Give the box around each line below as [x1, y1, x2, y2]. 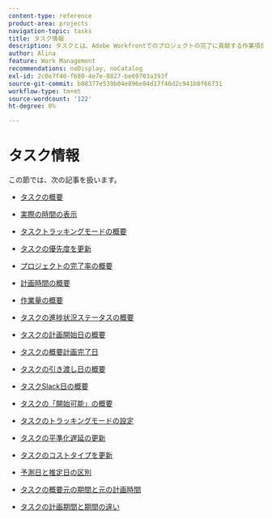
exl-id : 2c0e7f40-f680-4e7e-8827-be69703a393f [8, 72, 168, 80]
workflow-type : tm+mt [8, 87, 82, 96]
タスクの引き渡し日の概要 [19, 364, 106, 374]
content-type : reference [8, 11, 92, 20]
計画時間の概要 [19, 279, 70, 288]
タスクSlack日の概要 [19, 381, 89, 391]
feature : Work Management [8, 57, 96, 66]
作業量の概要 [19, 296, 63, 305]
